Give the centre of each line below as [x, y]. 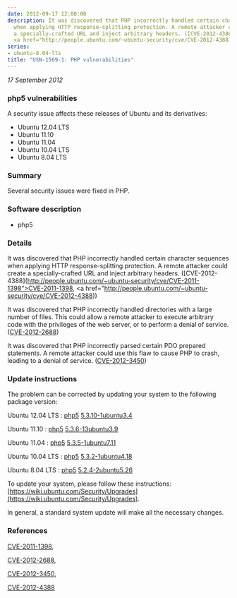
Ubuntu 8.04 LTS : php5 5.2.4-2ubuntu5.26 [70, 470]
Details [20, 243]
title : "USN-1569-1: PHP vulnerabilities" [71, 60]
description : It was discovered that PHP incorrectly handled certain [113, 20]
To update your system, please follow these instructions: [89, 484]
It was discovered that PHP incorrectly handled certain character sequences [118, 258]
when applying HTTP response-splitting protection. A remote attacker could [117, 265]
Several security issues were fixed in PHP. [68, 191]
